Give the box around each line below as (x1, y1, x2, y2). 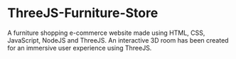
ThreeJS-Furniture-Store (7, 5, 159, 21)
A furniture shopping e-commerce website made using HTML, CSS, (7, 28, 205, 37)
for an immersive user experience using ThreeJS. (7, 43, 152, 52)
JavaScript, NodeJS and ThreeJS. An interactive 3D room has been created (7, 36, 229, 44)
